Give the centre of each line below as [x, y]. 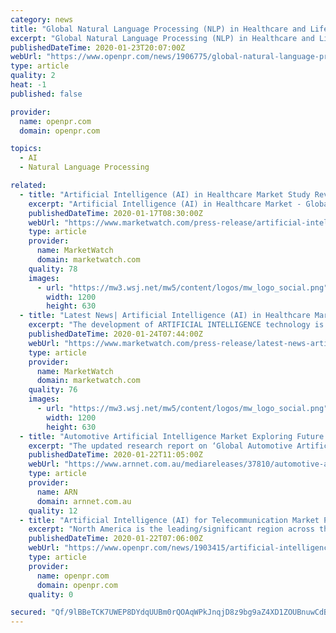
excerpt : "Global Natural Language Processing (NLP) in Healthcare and [162, 38]
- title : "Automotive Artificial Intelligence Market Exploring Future [172, 436]
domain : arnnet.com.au [84, 501]
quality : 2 [33, 76]
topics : [26, 149]
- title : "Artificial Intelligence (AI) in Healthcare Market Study [165, 194]
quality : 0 [51, 594]
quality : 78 [53, 269]
